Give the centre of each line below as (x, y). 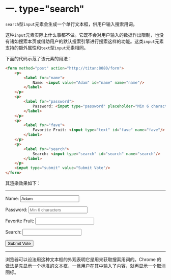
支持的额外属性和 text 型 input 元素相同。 (47, 48)
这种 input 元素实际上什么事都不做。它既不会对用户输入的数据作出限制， (80, 35)
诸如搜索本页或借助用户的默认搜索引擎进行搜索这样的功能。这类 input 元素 (87, 41)
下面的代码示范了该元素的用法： (39, 58)
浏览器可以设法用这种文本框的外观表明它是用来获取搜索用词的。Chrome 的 (83, 260)
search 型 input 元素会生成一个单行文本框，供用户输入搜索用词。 (71, 24)
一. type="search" (45, 9)
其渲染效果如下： (23, 183)
